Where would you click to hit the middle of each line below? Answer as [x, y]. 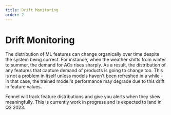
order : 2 [15, 15]
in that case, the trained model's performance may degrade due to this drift [85, 81]
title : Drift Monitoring [32, 10]
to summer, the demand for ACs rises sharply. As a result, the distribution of [85, 65]
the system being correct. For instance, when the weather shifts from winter [86, 60]
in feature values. [24, 87]
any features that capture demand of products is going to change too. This [84, 71]
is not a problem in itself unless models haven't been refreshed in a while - [84, 76]
